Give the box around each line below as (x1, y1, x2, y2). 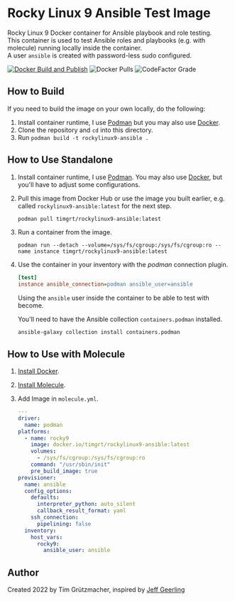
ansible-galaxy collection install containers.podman (17, 329, 180, 336)
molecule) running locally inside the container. (7, 43, 143, 52)
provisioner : (17, 474, 57, 481)
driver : (17, 414, 40, 422)
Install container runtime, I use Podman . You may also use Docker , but (17, 173, 222, 181)
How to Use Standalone (7, 154, 114, 166)
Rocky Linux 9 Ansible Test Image (7, 5, 211, 21)
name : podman (24, 421, 63, 428)
